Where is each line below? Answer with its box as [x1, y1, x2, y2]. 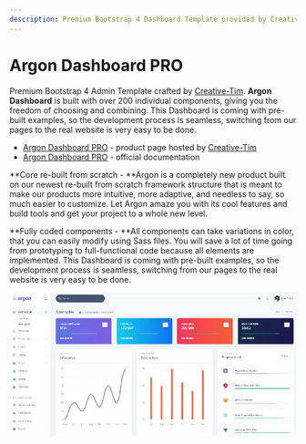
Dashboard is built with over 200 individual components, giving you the [9, 95, 278, 106]
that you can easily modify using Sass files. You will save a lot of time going [9, 235, 293, 246]
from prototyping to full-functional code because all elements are [9, 244, 255, 255]
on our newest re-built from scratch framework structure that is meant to [9, 179, 282, 190]
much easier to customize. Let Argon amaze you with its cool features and [9, 198, 288, 209]
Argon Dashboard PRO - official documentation [22, 151, 200, 162]
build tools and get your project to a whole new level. [9, 208, 208, 219]
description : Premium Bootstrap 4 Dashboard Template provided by [9, 15, 267, 24]
